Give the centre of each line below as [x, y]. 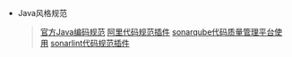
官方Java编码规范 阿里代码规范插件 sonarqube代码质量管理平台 [157, 32]
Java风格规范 [43, 13]
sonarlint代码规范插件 [90, 43]
